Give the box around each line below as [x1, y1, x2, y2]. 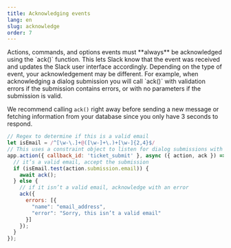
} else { [13, 178, 38, 185]
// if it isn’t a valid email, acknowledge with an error [19, 184, 189, 191]
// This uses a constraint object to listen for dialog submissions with [7, 146, 223, 153]
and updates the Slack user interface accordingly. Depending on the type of [7, 63, 222, 71]
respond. [7, 120, 33, 128]
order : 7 [7, 29, 32, 36]
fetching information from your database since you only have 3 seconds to [7, 113, 219, 121]
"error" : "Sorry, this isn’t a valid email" [32, 210, 162, 216]
